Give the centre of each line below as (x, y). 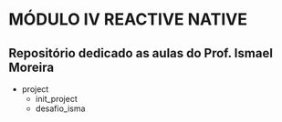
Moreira (31, 67)
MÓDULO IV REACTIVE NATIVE (128, 20)
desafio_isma (60, 108)
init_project (57, 99)
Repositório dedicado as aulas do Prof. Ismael (141, 53)
